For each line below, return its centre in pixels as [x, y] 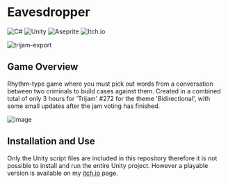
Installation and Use [51, 141]
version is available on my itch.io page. [63, 173]
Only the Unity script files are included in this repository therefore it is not [112, 158]
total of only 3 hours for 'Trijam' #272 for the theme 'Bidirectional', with [109, 98]
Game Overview [43, 67]
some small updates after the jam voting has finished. [84, 106]
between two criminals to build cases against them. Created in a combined [114, 91]
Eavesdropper [49, 12]
